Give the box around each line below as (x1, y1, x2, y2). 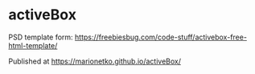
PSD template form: (8, 32, 74, 42)
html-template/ (8, 40, 58, 50)
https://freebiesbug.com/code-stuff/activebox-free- (75, 32, 248, 42)
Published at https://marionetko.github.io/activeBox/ (8, 56, 182, 66)
